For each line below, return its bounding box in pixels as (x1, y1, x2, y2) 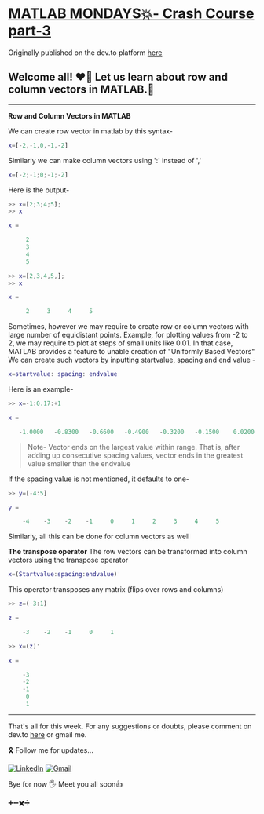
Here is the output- (8, 185, 70, 195)
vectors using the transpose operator (8, 555, 129, 565)
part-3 (8, 22, 51, 40)
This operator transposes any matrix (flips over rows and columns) (8, 585, 224, 594)
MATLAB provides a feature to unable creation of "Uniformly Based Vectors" (8, 347, 255, 356)
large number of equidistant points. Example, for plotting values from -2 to (8, 330, 249, 340)
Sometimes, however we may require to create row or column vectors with (8, 322, 249, 331)
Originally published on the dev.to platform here (8, 48, 163, 57)
